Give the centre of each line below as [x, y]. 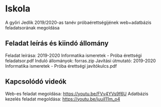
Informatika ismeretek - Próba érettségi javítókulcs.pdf [61, 66]
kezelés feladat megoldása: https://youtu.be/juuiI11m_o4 [63, 99]
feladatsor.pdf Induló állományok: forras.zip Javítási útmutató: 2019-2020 [80, 61]
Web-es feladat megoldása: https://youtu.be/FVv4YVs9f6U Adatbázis [77, 94]
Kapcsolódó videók [36, 82]
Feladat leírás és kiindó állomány [57, 44]
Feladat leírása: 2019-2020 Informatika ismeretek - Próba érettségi [74, 55]
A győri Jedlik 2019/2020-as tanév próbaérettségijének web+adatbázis [78, 22]
